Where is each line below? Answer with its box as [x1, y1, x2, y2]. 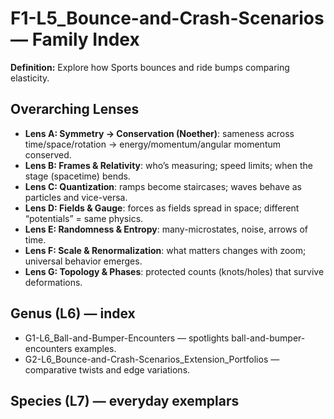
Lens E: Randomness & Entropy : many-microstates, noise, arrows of [24, 223, 308, 235]
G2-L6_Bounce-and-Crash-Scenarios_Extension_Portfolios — [24, 353, 280, 365]
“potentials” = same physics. [24, 212, 144, 224]
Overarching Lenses [10, 101, 140, 118]
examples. [74, 342, 117, 354]
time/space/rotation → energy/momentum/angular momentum [24, 138, 282, 150]
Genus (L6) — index [10, 305, 136, 322]
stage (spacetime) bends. [24, 170, 131, 182]
